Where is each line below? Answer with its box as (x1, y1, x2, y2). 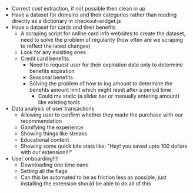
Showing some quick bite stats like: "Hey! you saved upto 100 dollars (20, 142, 188, 149)
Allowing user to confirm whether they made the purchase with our (20, 111, 184, 118)
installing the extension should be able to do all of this (20, 180, 151, 187)
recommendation (20, 118, 62, 124)
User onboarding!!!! (11, 155, 59, 162)
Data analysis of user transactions (11, 105, 95, 112)
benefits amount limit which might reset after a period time (29, 86, 172, 93)
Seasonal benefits (29, 74, 74, 81)
